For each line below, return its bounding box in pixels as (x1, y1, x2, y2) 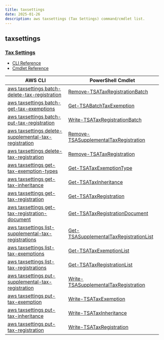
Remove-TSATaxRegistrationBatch (68, 89, 148, 95)
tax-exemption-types (7, 168, 58, 175)
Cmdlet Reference (12, 66, 49, 71)
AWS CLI (25, 77, 46, 84)
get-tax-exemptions (7, 106, 55, 113)
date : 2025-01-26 (5, 12, 41, 17)
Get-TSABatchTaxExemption (68, 102, 135, 109)
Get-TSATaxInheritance (68, 179, 123, 186)
